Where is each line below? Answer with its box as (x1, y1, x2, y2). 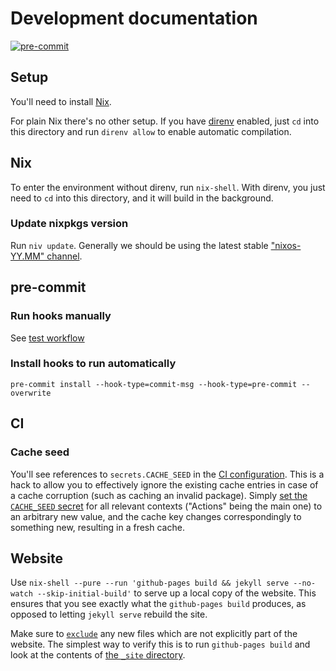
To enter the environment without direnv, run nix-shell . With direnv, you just (10, 181, 326, 193)
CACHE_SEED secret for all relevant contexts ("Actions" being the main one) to (10, 500, 323, 512)
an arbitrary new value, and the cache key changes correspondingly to (10, 510, 302, 522)
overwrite (10, 388, 52, 398)
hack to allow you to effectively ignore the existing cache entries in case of (10, 478, 319, 491)
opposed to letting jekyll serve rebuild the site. (10, 608, 208, 621)
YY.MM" (10, 250, 45, 262)
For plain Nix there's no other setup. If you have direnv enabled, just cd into (10, 115, 320, 127)
